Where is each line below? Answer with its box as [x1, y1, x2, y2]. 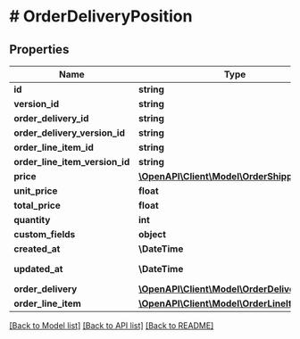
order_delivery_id [13, 112, 89, 124]
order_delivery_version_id [13, 127, 126, 139]
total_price [13, 199, 61, 211]
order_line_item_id [13, 141, 94, 153]
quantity [13, 214, 51, 226]
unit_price [13, 185, 58, 197]
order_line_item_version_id [13, 156, 130, 168]
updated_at [13, 263, 63, 275]
